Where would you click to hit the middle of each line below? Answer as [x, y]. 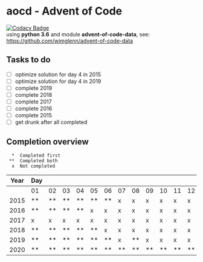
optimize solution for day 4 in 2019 [58, 81]
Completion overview [47, 141]
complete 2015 [34, 116]
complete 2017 [34, 102]
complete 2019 [34, 88]
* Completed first [36, 156]
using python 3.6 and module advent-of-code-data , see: [78, 34]
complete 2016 [34, 109]
